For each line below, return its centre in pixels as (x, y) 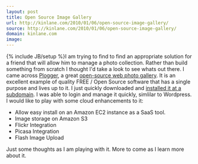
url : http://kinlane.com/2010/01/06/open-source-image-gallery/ (87, 23)
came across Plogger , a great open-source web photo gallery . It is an (91, 75)
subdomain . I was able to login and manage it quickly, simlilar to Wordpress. (99, 94)
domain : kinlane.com (32, 34)
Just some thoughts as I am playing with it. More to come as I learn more (95, 149)
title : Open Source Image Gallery (49, 17)
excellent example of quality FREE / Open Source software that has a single (98, 82)
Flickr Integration (35, 125)
